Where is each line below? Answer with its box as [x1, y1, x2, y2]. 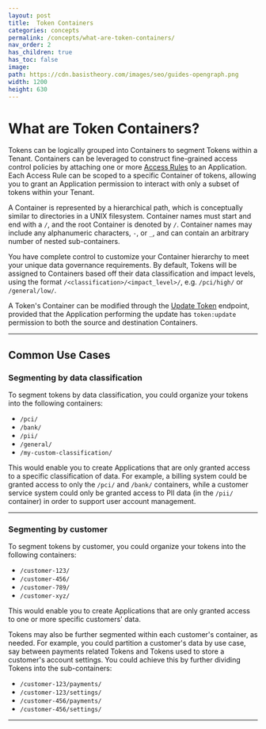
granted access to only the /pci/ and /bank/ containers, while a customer [8, 480, 249, 489]
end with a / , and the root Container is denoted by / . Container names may [8, 219, 253, 230]
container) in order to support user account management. [8, 497, 196, 506]
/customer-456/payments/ [19, 697, 102, 705]
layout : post [8, 11, 51, 20]
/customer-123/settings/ [19, 689, 102, 697]
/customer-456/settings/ [19, 706, 102, 714]
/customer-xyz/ [19, 592, 70, 601]
